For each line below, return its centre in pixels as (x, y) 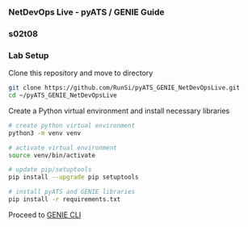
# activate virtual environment (63, 148)
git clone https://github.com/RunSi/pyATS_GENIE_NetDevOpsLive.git (124, 88)
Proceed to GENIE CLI (45, 214)
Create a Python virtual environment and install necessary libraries (119, 111)
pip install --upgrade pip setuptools (74, 177)
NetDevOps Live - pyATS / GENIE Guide (86, 12)
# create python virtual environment (72, 125)
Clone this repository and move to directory (81, 73)
